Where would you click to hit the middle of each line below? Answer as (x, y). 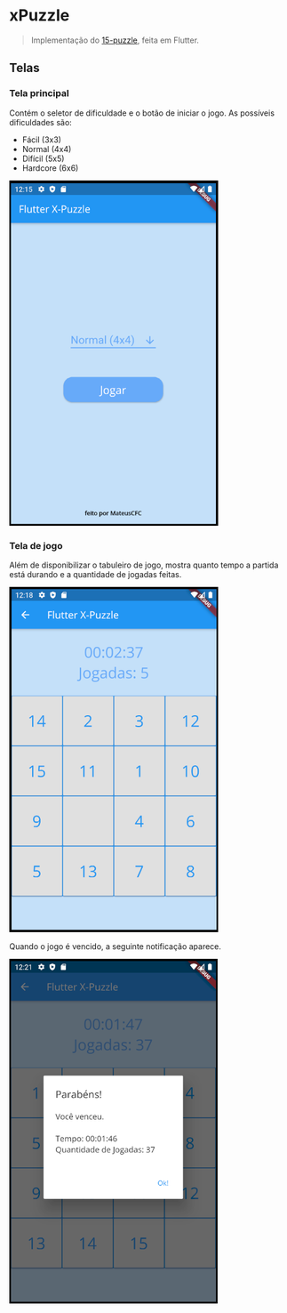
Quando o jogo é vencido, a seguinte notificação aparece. (116, 946)
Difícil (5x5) (43, 158)
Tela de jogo (36, 545)
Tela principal (39, 93)
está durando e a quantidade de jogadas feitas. (96, 574)
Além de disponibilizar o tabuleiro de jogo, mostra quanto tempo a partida (144, 565)
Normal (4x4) (47, 149)
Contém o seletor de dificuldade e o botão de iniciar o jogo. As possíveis (142, 113)
